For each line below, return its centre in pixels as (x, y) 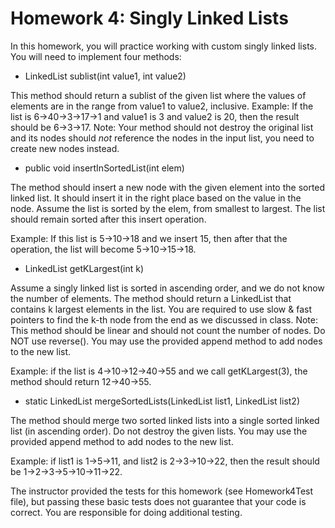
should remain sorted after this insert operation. (108, 219)
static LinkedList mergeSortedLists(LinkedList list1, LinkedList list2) (162, 401)
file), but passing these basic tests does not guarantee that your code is (158, 501)
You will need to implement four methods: (96, 56)
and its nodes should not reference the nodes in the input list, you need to (162, 138)
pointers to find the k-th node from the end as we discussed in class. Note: (164, 319)
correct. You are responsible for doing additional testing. (126, 512)
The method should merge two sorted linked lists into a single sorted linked (165, 420)
